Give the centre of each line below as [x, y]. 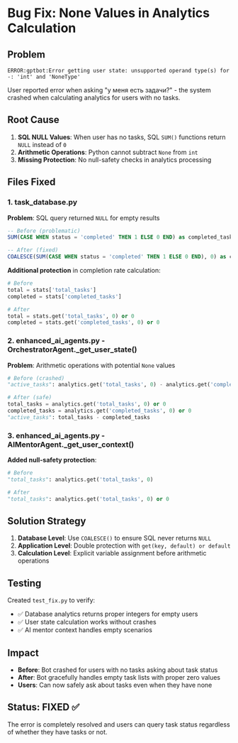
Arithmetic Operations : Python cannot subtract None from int [108, 152]
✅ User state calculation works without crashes [87, 622]
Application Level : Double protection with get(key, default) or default [124, 546]
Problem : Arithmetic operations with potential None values [91, 365]
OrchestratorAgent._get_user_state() [72, 349]
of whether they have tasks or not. [57, 732]
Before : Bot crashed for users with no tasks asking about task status [118, 670]
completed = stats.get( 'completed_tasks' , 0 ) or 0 [84, 322]
